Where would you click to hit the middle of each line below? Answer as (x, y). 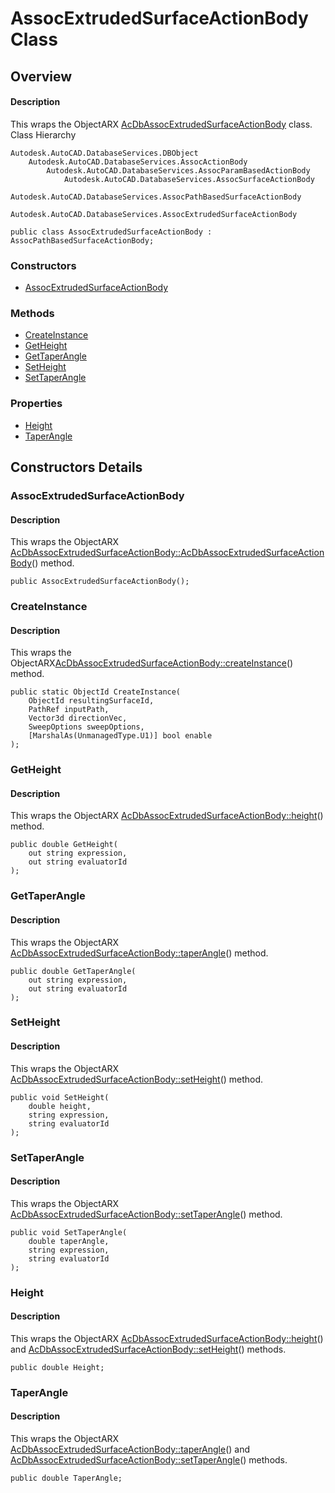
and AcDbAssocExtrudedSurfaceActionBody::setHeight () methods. (148, 1349)
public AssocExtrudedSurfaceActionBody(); (100, 582)
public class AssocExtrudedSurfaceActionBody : (111, 232)
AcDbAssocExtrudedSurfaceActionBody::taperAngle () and (130, 1449)
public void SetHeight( (60, 1097)
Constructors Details (76, 467)
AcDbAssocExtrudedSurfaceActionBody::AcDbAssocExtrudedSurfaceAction (167, 553)
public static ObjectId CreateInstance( (96, 692)
